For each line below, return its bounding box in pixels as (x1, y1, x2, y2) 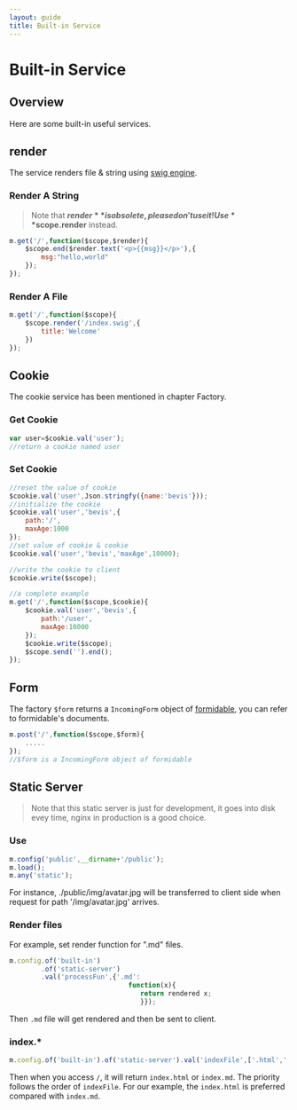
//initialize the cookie (9, 500, 101, 508)
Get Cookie (9, 413, 59, 426)
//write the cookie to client (9, 565, 121, 574)
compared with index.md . (9, 1090, 100, 1101)
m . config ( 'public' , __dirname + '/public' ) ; (9, 854, 165, 863)
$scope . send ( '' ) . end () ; (25, 647, 113, 657)
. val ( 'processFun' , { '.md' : (41, 972, 141, 981)
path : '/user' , (41, 614, 93, 624)
